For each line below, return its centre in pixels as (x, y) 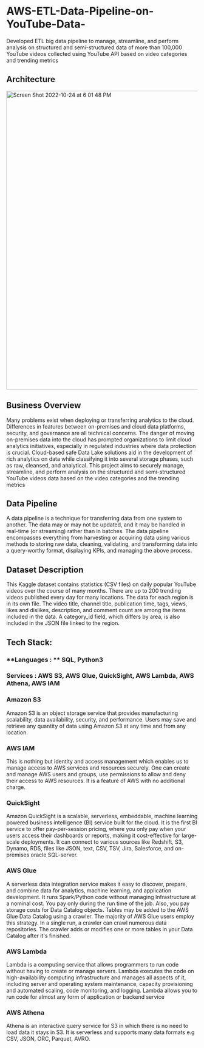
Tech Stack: (29, 642)
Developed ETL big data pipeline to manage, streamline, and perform (93, 41)
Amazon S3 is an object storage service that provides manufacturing (92, 713)
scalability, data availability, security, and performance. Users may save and (101, 719)
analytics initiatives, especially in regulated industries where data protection (101, 446)
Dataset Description (45, 570)
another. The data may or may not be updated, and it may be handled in (96, 525)
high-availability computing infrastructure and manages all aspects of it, (96, 977)
